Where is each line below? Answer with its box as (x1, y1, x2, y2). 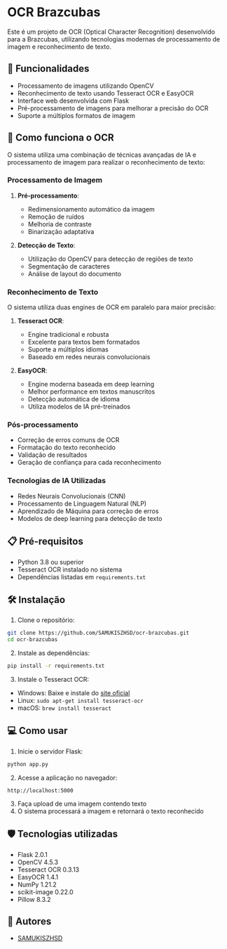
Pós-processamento (7, 420, 78, 430)
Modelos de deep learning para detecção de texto (17, 514, 163, 522)
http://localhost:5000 (7, 787, 74, 794)
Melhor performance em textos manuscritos (27, 387, 156, 396)
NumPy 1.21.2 (17, 880, 57, 889)
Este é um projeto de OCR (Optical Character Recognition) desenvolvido (7, 27, 216, 36)
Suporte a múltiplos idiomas (27, 345, 109, 354)
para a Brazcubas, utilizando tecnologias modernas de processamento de (7, 34, 221, 43)
